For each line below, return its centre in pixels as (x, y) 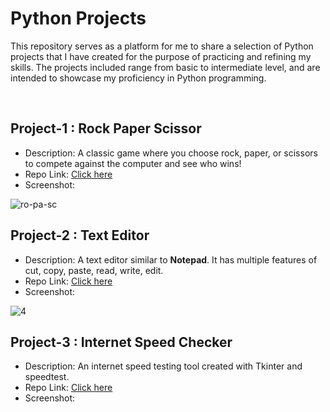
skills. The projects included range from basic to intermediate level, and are (165, 67)
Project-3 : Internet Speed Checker (121, 342)
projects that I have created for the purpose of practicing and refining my (161, 56)
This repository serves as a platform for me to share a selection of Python (162, 46)
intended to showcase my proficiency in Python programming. (138, 78)
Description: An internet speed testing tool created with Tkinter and (163, 366)
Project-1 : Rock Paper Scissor (106, 128)
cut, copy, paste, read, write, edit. (94, 270)
